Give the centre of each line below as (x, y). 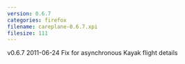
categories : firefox (37, 20)
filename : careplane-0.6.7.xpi (53, 26)
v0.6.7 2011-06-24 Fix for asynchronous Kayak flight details (92, 53)
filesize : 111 (28, 33)
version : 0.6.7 (29, 14)
